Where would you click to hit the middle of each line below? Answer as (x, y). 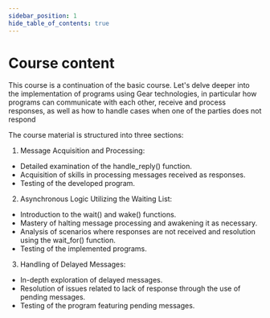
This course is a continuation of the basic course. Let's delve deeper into (129, 85)
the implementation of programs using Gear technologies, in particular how (133, 94)
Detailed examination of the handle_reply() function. (106, 167)
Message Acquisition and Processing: (82, 151)
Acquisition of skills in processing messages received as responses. (133, 175)
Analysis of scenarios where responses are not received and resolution (137, 232)
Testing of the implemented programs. (83, 249)
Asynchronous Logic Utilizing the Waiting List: (96, 199)
